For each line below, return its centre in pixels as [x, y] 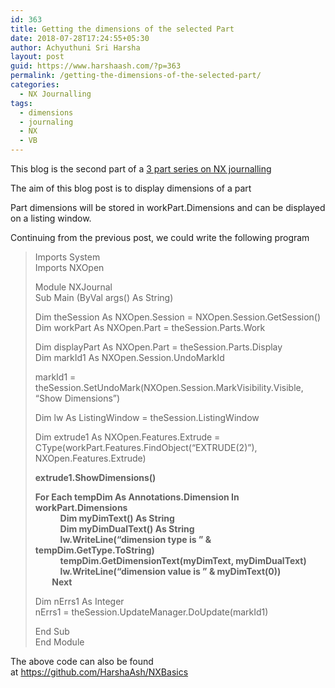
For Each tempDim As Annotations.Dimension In [137, 497]
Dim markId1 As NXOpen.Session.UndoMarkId [129, 357]
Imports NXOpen [69, 267]
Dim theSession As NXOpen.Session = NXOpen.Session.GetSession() [178, 317]
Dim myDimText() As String [117, 518]
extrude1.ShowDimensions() [95, 477]
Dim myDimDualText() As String [127, 529]
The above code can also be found [82, 661]
